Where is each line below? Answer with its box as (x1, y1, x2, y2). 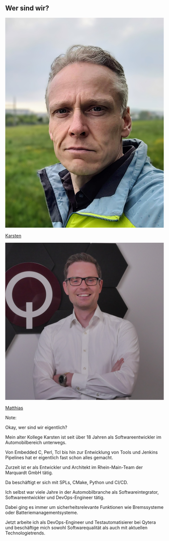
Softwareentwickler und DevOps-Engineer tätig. (5, 495, 105, 501)
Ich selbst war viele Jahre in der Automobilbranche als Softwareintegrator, (5, 489, 159, 495)
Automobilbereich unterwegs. (5, 439, 67, 445)
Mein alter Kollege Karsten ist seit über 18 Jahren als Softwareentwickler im (5, 434, 162, 440)
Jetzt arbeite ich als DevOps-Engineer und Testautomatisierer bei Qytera (5, 519, 156, 525)
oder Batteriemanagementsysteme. (5, 510, 78, 516)
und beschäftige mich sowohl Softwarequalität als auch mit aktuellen (5, 525, 148, 531)
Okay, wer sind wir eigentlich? (5, 424, 67, 430)
